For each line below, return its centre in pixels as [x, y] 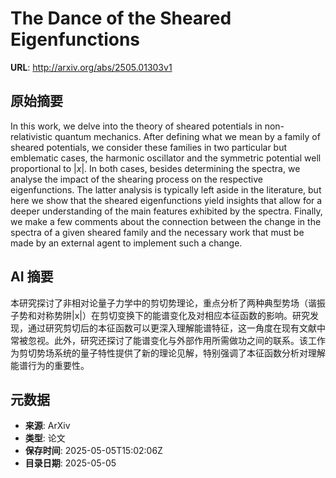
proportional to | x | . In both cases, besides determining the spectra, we [155, 168]
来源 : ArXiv [47, 426]
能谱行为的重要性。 [50, 365]
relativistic [31, 136]
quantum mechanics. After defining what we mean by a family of [187, 136]
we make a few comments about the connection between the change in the [166, 221]
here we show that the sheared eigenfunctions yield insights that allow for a [166, 200]
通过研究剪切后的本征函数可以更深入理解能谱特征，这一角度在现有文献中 [176, 328]
